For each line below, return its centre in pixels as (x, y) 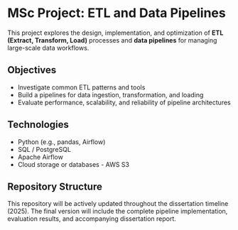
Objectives (32, 70)
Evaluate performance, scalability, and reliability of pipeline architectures (124, 102)
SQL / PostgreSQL (44, 149)
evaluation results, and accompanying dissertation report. (92, 219)
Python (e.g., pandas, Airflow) (61, 142)
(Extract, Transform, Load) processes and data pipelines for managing (112, 40)
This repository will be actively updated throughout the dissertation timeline (118, 204)
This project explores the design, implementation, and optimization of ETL (115, 33)
